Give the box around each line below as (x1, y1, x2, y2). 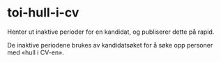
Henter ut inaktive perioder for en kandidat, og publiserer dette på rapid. (7, 28, 215, 36)
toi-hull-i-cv (7, 5, 79, 21)
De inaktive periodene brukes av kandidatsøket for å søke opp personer (7, 41, 213, 49)
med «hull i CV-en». (7, 48, 64, 56)
